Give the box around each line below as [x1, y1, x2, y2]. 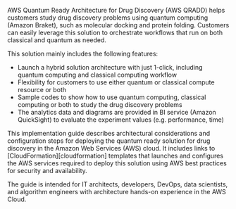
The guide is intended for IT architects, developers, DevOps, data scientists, [7, 180, 228, 189]
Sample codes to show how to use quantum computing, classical [17, 93, 206, 101]
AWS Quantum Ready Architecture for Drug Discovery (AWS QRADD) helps [7, 6, 225, 14]
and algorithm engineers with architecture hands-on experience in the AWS [7, 188, 227, 196]
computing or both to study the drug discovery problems [17, 101, 182, 108]
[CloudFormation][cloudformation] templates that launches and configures [7, 151, 224, 160]
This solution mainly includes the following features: [7, 49, 159, 58]
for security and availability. [7, 167, 88, 175]
